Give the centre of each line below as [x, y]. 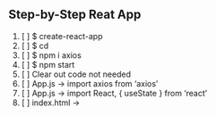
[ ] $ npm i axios [51, 55]
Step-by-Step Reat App [75, 15]
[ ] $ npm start [48, 64]
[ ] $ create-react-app [62, 36]
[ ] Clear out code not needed [76, 74]
